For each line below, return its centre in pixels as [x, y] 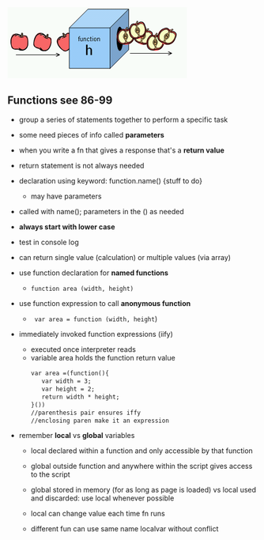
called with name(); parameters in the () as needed [101, 211]
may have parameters [66, 196]
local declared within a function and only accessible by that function [142, 451]
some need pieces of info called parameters [92, 134]
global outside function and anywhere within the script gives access [141, 466]
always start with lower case [67, 227]
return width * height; [81, 397]
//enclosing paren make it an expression [100, 421]
